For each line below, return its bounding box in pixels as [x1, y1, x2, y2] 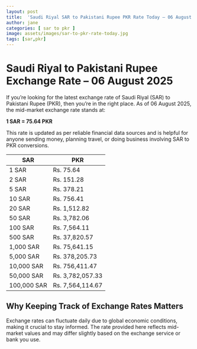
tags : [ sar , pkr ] [6, 36, 46, 42]
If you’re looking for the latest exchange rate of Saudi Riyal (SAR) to [6, 93, 170, 101]
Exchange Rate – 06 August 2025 [6, 75, 173, 88]
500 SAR [9, 233, 34, 241]
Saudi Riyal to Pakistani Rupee [6, 62, 158, 75]
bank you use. [6, 335, 41, 343]
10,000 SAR [9, 261, 44, 270]
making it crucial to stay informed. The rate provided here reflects [6, 323, 167, 330]
